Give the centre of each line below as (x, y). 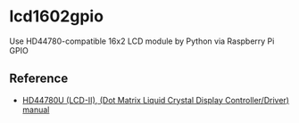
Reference (39, 79)
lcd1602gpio (57, 16)
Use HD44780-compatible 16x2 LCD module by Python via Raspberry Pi (142, 41)
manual (36, 110)
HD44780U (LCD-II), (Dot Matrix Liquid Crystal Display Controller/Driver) (156, 100)
